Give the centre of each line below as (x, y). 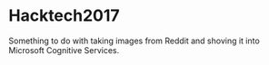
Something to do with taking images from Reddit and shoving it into (134, 41)
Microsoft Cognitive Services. (64, 50)
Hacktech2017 (64, 16)
